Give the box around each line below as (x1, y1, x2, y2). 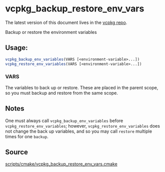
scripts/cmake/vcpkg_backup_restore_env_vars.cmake (5, 161, 117, 167)
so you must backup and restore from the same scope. (5, 90, 118, 96)
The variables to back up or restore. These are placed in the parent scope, (5, 84, 158, 90)
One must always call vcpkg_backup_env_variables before (5, 118, 123, 124)
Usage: (5, 43, 28, 52)
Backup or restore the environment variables (5, 29, 97, 35)
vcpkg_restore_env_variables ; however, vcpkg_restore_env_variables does (5, 123, 160, 129)
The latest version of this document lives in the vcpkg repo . (5, 19, 127, 25)
